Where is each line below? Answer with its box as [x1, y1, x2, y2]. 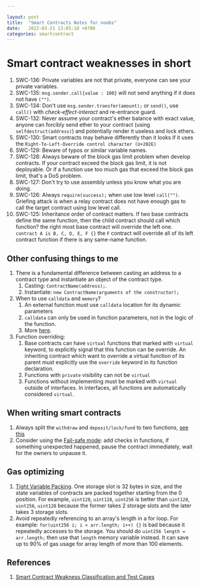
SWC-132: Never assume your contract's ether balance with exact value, [15, 115, 195, 122]
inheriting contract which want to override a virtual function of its [24, 352, 185, 359]
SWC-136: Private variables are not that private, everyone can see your [15, 76, 191, 84]
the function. [24, 321, 56, 327]
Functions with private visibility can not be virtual [24, 372, 151, 378]
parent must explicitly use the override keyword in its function [24, 358, 178, 366]
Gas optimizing [7, 467, 65, 477]
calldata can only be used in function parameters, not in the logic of [24, 314, 194, 321]
